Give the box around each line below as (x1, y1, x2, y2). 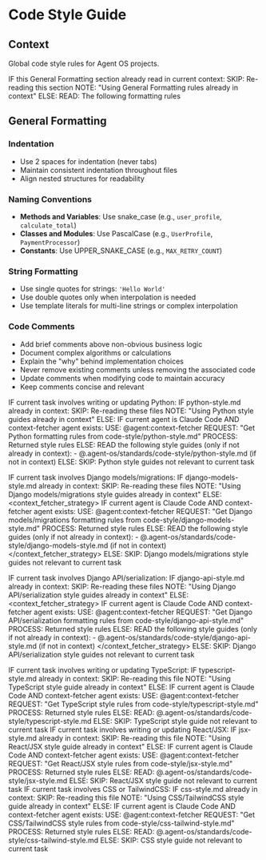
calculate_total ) (19, 220, 77, 230)
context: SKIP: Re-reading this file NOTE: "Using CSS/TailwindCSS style (8, 793, 244, 802)
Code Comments (8, 321, 76, 332)
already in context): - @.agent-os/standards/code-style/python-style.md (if (8, 448, 257, 458)
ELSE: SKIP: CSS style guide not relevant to (99, 835, 243, 845)
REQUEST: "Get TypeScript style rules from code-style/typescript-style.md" (8, 699, 259, 709)
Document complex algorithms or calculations (19, 348, 172, 357)
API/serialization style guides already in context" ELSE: (8, 590, 189, 600)
